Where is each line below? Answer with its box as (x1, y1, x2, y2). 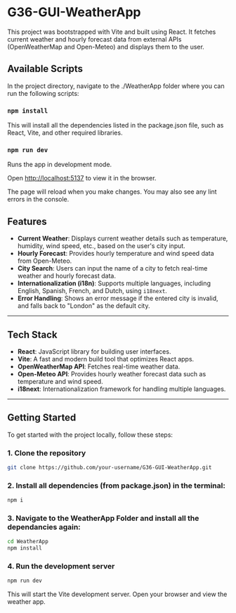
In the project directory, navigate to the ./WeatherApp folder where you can (7, 82, 225, 90)
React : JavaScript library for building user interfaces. (17, 347, 171, 356)
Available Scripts (7, 63, 83, 75)
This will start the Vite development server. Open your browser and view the (7, 590, 228, 599)
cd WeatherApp (7, 538, 49, 545)
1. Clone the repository (7, 448, 86, 458)
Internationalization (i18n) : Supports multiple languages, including (17, 279, 211, 287)
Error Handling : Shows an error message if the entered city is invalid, (17, 294, 219, 303)
